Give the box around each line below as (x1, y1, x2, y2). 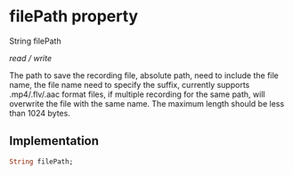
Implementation (9, 133, 100, 148)
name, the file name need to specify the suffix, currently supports (9, 79, 250, 90)
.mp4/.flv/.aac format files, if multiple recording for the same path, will (9, 89, 265, 99)
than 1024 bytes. (9, 107, 71, 118)
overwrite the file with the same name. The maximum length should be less (9, 98, 285, 108)
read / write (9, 52, 52, 63)
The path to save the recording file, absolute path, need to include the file (9, 69, 279, 81)
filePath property (9, 6, 139, 27)
